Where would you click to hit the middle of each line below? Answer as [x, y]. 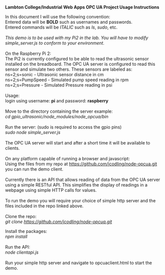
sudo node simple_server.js [33, 132]
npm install [16, 236]
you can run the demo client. [34, 169]
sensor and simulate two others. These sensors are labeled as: [69, 69]
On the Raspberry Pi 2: [28, 53]
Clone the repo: [21, 216]
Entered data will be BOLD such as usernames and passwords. [69, 22]
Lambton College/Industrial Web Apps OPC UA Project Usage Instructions [82, 7]
